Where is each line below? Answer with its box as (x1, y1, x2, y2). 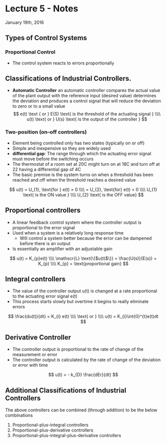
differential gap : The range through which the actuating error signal (12, 150, 152, 156)
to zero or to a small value (12, 103, 65, 109)
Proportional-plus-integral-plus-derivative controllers (12, 432, 121, 438)
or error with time (12, 362, 48, 368)
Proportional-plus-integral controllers (12, 422, 89, 428)
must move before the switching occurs (12, 156, 94, 162)
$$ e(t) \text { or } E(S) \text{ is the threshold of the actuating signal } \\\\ (13, 111, 161, 117)
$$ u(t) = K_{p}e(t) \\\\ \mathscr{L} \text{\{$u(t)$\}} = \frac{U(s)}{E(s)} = (9, 255, 157, 261)
